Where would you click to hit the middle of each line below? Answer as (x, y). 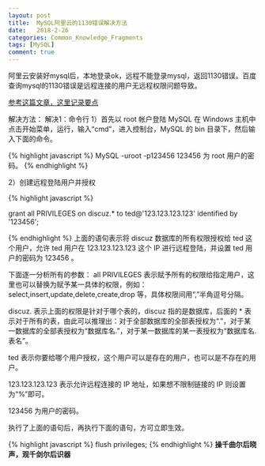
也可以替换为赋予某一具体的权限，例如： (81, 284)
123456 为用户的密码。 (45, 411)
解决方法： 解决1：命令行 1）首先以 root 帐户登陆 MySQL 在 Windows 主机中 (132, 119)
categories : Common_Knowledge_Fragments (76, 38)
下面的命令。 (36, 139)
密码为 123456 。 (50, 258)
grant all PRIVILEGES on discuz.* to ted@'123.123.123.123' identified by (123, 213)
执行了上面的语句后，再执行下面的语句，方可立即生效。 (98, 428)
